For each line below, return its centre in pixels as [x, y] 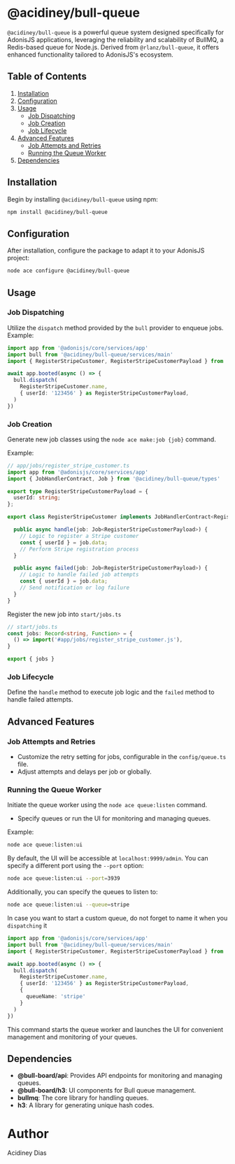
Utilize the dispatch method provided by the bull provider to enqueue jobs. [115, 327]
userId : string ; [37, 498]
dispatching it [27, 925]
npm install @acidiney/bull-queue [58, 212]
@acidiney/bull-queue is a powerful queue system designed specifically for [116, 32]
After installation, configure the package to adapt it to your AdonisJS [106, 250]
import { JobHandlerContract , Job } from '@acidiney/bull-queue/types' [114, 478]
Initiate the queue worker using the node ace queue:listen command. [107, 805]
